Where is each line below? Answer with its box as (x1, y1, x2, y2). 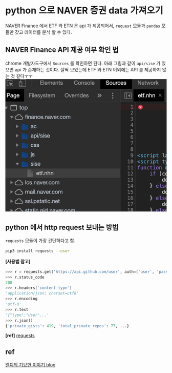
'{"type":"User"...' (5, 312, 50, 318)
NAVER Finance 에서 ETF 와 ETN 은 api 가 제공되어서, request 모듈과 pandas (5, 23, 160, 29)
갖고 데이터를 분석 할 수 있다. (14, 29, 72, 35)
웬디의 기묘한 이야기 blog (5, 362, 56, 368)
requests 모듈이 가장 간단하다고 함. (5, 237, 76, 244)
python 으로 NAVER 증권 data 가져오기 (5, 5, 163, 16)
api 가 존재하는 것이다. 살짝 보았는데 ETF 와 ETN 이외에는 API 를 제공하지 (14, 66, 161, 72)
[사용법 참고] (5, 258, 31, 264)
